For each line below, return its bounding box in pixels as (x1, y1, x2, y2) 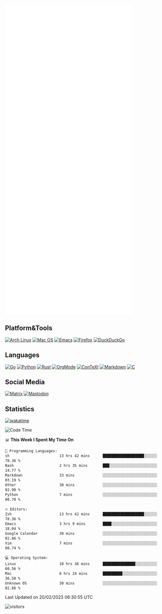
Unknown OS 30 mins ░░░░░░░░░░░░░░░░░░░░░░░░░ (5, 581, 158, 586)
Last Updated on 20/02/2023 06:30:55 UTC (5, 594, 93, 600)
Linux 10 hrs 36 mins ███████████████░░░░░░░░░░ (5, 562, 158, 566)
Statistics (5, 405, 35, 413)
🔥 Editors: (5, 507, 28, 512)
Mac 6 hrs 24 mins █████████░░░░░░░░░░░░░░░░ (5, 571, 158, 576)
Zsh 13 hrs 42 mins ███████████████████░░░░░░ (5, 512, 158, 517)
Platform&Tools (5, 324, 52, 332)
